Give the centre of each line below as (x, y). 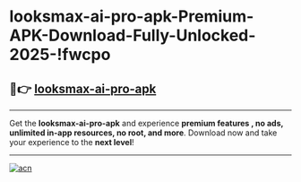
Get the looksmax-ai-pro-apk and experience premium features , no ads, (146, 123)
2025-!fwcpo (60, 55)
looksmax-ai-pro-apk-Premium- (132, 17)
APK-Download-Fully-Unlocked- (133, 35)
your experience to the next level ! (72, 142)
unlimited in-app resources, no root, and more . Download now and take (143, 133)
